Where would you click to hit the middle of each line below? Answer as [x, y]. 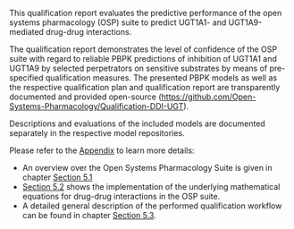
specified [26, 78]
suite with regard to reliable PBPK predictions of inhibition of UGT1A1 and [143, 59]
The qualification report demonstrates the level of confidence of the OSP [143, 49]
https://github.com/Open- [209, 97]
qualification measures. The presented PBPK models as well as [161, 78]
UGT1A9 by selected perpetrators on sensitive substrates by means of [139, 68]
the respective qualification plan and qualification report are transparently [145, 87]
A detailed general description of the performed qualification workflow [152, 206]
